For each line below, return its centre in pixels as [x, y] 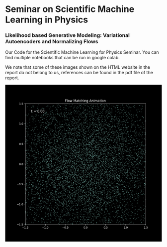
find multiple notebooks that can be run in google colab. [63, 58]
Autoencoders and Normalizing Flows [52, 42]
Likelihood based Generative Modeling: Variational [68, 35]
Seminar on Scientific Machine [70, 9]
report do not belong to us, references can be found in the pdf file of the [79, 73]
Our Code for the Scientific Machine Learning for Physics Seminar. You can [82, 52]
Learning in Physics [47, 20]
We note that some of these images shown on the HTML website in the [78, 67]
